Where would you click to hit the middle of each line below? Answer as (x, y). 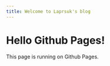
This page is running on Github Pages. (52, 57)
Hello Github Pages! (56, 40)
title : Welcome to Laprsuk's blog (49, 11)
